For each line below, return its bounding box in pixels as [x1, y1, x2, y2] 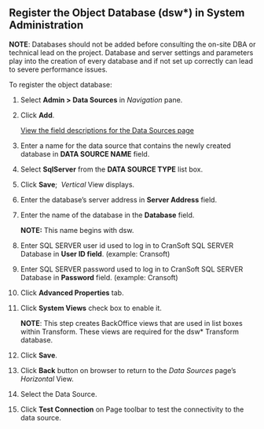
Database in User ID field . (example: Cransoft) [20, 249, 170, 258]
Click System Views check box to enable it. [20, 303, 162, 313]
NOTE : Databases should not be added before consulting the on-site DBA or [9, 39, 256, 49]
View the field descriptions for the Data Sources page [20, 125, 195, 135]
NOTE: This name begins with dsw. [20, 225, 134, 235]
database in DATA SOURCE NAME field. [20, 149, 150, 158]
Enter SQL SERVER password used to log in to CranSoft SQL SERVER [20, 264, 244, 274]
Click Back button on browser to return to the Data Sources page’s [20, 365, 236, 375]
